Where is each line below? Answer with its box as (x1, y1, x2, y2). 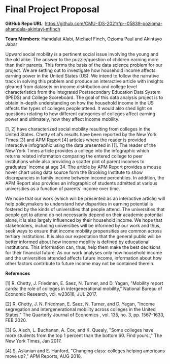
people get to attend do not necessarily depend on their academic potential (5, 212, 163, 218)
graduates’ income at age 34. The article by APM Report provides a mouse (5, 164, 161, 170)
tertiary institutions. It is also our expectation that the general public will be (5, 233, 161, 239)
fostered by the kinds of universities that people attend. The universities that (5, 206, 165, 212)
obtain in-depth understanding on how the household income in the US (5, 99, 154, 106)
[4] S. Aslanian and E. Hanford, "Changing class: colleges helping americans (5, 348, 165, 354)
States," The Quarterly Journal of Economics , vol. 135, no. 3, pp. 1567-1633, (5, 311, 165, 318)
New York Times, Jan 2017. (5, 337, 62, 344)
